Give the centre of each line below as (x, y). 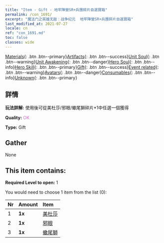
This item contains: (36, 170)
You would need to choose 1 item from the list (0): (56, 192)
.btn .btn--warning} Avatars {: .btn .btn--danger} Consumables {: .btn (74, 72)
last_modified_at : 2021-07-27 (37, 24)
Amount (28, 205)
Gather (16, 143)
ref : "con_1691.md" (25, 33)
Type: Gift (15, 127)
